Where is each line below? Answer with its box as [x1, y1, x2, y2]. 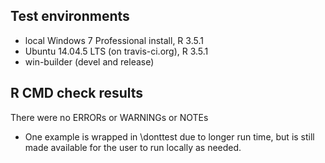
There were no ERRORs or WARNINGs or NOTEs [10, 111, 209, 123]
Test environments [10, 8, 130, 25]
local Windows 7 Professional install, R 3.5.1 [24, 34, 204, 46]
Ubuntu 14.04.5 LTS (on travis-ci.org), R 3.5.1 [24, 45, 209, 57]
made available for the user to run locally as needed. [24, 141, 242, 153]
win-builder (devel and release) [24, 55, 155, 68]
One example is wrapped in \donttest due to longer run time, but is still [24, 130, 315, 143]
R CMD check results [10, 85, 144, 102]
